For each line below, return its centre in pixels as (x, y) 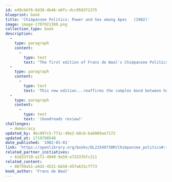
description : (19, 34)
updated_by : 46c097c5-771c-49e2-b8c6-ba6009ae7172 (60, 133)
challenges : (18, 124)
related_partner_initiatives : (38, 152)
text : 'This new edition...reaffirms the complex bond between (92, 90)
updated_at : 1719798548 (31, 138)
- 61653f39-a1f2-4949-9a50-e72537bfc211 (53, 157)
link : (11, 148)
